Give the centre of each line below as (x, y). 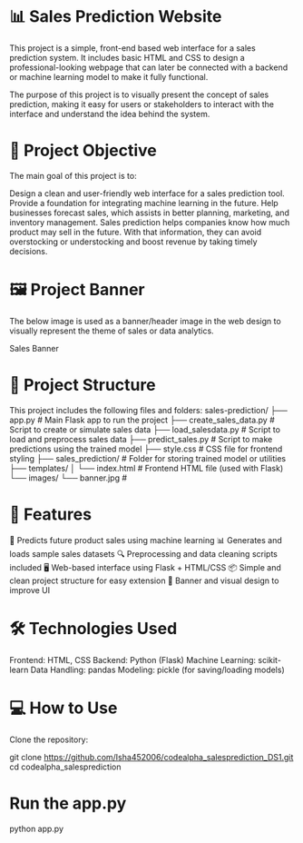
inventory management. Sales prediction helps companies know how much (150, 222)
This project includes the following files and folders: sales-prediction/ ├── (148, 410)
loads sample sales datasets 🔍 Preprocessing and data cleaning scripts (144, 553)
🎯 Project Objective (83, 151)
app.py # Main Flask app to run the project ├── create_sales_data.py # (142, 420)
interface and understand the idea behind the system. (110, 114)
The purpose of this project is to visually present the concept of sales (139, 94)
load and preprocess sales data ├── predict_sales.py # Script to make (141, 439)
